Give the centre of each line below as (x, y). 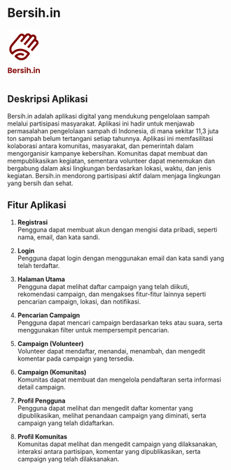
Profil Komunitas (42, 436)
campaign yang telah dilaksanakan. (68, 459)
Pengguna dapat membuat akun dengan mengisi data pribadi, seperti (117, 229)
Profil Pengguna (41, 401)
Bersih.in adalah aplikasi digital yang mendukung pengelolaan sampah (108, 116)
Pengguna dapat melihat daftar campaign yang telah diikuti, (103, 286)
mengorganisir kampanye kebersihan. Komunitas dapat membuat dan (107, 153)
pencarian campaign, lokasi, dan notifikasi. (79, 301)
